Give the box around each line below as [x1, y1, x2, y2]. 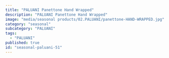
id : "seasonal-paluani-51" [5, 45, 62, 50]
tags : [5, 31, 17, 36]
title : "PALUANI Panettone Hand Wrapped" [5, 7, 94, 13]
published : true [5, 40, 40, 45]
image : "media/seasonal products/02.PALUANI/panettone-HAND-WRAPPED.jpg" [5, 17, 165, 22]
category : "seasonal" [5, 21, 51, 27]
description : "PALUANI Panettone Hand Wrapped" [5, 12, 108, 17]
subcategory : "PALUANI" [5, 26, 56, 31]
